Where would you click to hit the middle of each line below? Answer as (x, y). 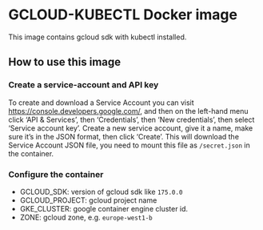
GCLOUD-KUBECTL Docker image (123, 15)
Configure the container (56, 174)
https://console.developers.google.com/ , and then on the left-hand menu (128, 111)
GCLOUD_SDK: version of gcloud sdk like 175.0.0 (101, 192)
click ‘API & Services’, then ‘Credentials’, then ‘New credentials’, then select (131, 119)
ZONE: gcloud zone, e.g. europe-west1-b (86, 217)
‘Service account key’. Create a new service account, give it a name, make (131, 128)
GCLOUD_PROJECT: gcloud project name (88, 200)
